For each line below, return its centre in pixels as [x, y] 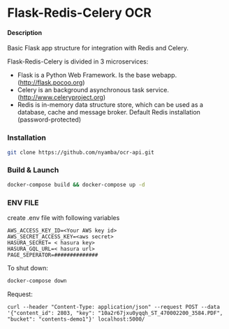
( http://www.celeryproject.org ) [61, 97]
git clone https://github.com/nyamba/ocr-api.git [81, 152]
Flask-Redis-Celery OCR [80, 13]
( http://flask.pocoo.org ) [51, 82]
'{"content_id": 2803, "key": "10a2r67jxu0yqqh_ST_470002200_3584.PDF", [115, 313]
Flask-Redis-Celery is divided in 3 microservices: [78, 61]
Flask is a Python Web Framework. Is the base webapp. [97, 75]
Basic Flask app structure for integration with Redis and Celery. [98, 48]
